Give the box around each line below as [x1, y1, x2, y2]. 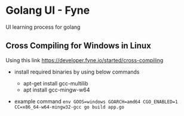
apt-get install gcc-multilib [23, 80, 88, 87]
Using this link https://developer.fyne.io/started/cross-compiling [5, 56, 164, 63]
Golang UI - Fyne [5, 4, 90, 17]
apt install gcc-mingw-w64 [23, 86, 90, 93]
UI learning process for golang [5, 23, 81, 30]
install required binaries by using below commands [14, 68, 140, 75]
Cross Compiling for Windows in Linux [5, 41, 152, 51]
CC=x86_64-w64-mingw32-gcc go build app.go [14, 104, 125, 110]
